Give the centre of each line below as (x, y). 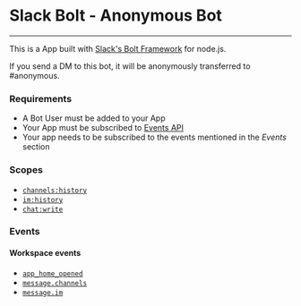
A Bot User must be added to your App (94, 118)
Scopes (26, 170)
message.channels (55, 283)
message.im (43, 293)
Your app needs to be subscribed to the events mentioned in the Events (154, 137)
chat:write (43, 209)
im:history (43, 200)
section (36, 147)
